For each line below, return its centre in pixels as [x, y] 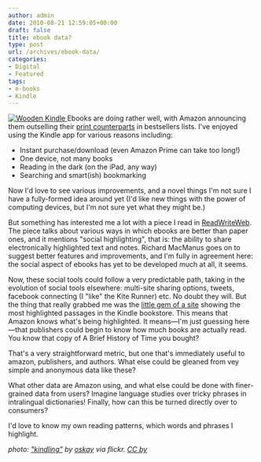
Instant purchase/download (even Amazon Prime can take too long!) [130, 150]
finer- [244, 386]
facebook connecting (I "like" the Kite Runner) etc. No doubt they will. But [127, 297]
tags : [17, 81]
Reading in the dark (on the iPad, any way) [88, 167]
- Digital [24, 67]
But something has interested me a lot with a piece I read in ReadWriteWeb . [130, 223]
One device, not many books [66, 159]
